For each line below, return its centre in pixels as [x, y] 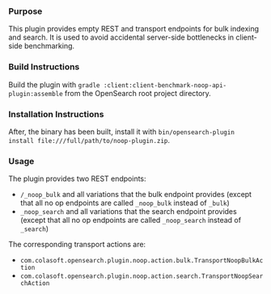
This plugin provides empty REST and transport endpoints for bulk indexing [134, 29]
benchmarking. [49, 46]
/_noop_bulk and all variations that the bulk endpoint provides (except [136, 195]
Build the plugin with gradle [54, 84]
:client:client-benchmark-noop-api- [165, 85]
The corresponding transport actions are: [77, 245]
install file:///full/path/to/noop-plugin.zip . [89, 140]
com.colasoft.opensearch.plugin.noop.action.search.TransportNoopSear [142, 276]
